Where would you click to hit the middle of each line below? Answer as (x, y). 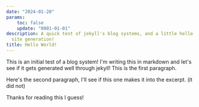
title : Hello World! (32, 45)
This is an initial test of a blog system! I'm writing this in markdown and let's (99, 62)
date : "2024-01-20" (30, 12)
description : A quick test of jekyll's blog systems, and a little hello (100, 34)
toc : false (30, 23)
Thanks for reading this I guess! (45, 97)
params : (16, 17)
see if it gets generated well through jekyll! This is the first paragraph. (91, 68)
